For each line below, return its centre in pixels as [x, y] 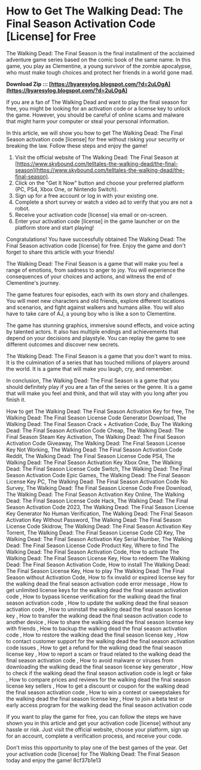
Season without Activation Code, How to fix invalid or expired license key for [100, 577]
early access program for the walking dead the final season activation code [99, 705]
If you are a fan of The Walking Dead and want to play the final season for [97, 102]
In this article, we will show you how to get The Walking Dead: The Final [95, 133]
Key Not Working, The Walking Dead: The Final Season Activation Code [94, 450]
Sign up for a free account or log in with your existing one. [86, 195]
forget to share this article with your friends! [60, 252]
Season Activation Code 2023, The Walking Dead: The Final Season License [100, 507]
